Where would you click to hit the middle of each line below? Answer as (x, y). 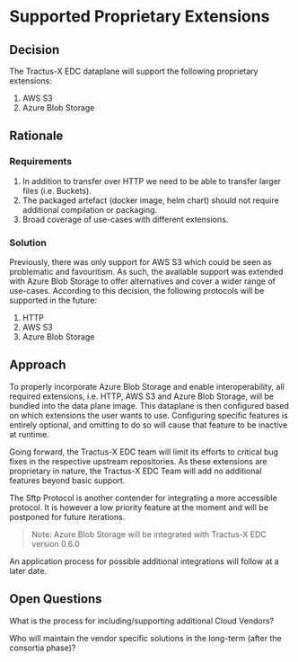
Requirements (41, 162)
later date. (28, 570)
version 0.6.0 (56, 543)
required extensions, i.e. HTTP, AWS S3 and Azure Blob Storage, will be (142, 396)
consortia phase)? (43, 648)
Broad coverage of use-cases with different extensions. (125, 219)
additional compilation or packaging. (90, 209)
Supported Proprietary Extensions (140, 17)
